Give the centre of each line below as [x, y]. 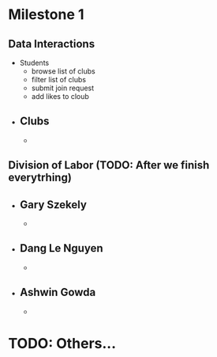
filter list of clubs [59, 80]
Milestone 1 [46, 15]
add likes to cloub [60, 96]
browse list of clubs [64, 71]
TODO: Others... [62, 343]
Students [34, 63]
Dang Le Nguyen [62, 248]
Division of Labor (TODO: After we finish [109, 165]
